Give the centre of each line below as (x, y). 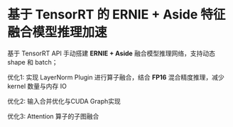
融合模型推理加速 (58, 32)
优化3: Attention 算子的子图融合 (53, 116)
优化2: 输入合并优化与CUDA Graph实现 (64, 101)
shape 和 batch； (33, 62)
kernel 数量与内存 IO (37, 86)
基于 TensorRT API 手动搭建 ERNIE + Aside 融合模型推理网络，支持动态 (111, 53)
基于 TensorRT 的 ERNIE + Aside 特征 (116, 15)
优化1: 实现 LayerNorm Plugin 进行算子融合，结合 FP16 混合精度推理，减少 (116, 77)
